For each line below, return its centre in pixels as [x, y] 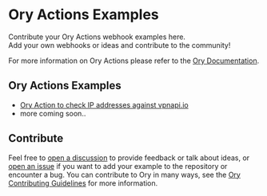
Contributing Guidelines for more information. [83, 183]
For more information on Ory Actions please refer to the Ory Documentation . [134, 61]
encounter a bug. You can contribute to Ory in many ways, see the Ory [125, 174]
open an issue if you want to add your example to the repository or [118, 166]
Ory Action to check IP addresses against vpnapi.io [104, 104]
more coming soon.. [53, 113]
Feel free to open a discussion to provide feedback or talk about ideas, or [129, 158]
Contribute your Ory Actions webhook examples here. [97, 37]
